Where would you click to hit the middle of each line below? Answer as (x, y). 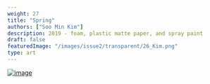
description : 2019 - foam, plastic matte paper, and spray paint (105, 33)
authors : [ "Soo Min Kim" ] (45, 27)
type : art (22, 53)
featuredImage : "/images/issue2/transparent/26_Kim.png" (93, 46)
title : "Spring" (31, 20)
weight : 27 (23, 14)
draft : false (26, 40)
